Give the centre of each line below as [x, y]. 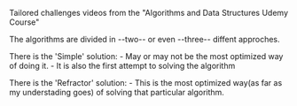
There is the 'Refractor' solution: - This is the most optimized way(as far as [146, 83]
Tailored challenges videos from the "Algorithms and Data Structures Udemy [148, 13]
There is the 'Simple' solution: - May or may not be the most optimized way [146, 56]
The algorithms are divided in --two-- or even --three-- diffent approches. [145, 39]
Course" [24, 22]
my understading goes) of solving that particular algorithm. [117, 92]
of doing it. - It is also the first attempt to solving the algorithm [122, 66]
